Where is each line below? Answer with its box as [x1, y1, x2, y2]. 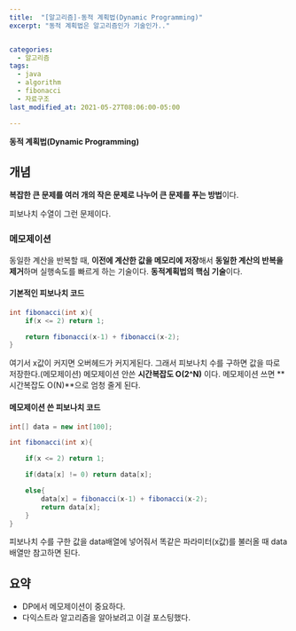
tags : [9, 61, 29, 71]
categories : [9, 45, 53, 54]
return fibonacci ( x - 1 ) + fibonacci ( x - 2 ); [25, 332, 181, 342]
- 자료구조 [17, 94, 51, 103]
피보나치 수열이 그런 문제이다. [9, 209, 112, 219]
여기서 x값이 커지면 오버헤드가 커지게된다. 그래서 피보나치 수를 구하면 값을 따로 [9, 358, 281, 368]
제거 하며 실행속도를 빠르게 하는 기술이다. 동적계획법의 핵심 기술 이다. [9, 265, 243, 276]
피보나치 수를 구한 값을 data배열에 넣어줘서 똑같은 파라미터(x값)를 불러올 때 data [9, 536, 288, 547]
